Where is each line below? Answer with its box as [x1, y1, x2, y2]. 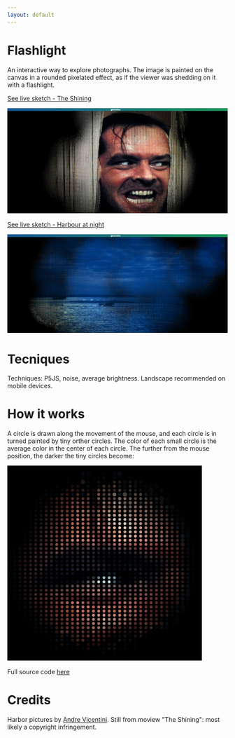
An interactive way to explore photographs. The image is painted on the [7, 65, 213, 74]
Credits [7, 692, 51, 708]
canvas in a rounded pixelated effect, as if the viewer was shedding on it [7, 73, 216, 81]
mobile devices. [7, 382, 53, 390]
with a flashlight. [7, 81, 55, 89]
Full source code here [7, 668, 70, 676]
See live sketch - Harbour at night [7, 221, 105, 229]
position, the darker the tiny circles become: [7, 452, 134, 460]
